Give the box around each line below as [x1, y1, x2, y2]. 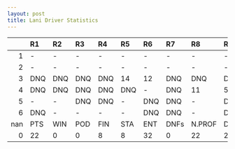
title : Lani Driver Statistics [7, 17, 99, 24]
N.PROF [191, 119, 217, 129]
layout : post [7, 10, 45, 17]
